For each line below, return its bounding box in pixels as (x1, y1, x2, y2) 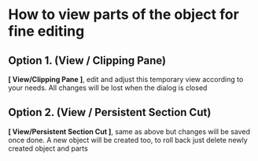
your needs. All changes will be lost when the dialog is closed (8, 83, 208, 92)
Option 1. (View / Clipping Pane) (8, 54, 167, 67)
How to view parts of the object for (8, 6, 240, 24)
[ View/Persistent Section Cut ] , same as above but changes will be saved (8, 126, 250, 136)
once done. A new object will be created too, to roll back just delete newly (8, 135, 248, 144)
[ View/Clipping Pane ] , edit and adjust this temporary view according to (8, 75, 244, 84)
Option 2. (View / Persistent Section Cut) (8, 106, 212, 119)
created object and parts (8, 144, 88, 153)
